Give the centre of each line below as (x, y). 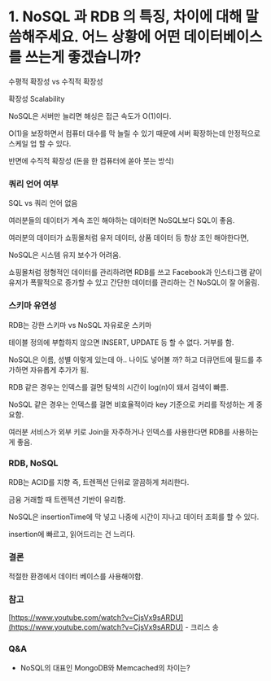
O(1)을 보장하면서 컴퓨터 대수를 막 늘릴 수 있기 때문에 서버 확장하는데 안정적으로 (134, 133)
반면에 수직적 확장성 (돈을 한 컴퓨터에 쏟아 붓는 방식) (92, 160)
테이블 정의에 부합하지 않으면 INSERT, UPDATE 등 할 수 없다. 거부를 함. (121, 342)
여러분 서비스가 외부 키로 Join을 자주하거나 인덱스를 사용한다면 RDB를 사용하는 (133, 431)
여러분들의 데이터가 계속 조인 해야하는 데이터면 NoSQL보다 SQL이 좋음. (122, 220)
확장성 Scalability (37, 98)
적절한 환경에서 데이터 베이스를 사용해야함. (76, 576)
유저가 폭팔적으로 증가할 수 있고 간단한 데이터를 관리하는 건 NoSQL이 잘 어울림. (134, 282)
